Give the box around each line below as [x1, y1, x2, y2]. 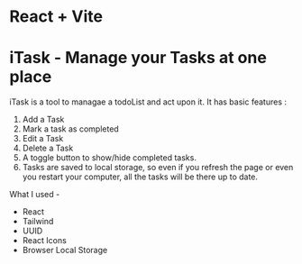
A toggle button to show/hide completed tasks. [22, 152, 197, 163]
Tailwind [22, 216, 54, 227]
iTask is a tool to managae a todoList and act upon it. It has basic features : [9, 96, 287, 107]
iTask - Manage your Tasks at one [9, 48, 268, 68]
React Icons [22, 235, 68, 246]
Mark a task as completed [22, 123, 119, 134]
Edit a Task [22, 133, 64, 144]
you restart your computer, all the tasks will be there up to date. [22, 171, 259, 182]
